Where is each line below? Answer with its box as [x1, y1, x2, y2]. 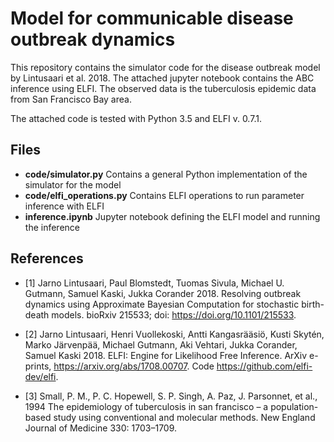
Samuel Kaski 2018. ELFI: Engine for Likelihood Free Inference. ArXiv [24, 349, 308, 361]
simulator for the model [24, 178, 122, 191]
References [10, 250, 84, 267]
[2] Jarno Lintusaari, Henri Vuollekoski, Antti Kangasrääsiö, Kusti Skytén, [24, 328, 325, 340]
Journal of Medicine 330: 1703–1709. [24, 422, 178, 434]
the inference [24, 221, 80, 233]
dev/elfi [24, 370, 57, 382]
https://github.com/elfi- [216, 360, 313, 372]
